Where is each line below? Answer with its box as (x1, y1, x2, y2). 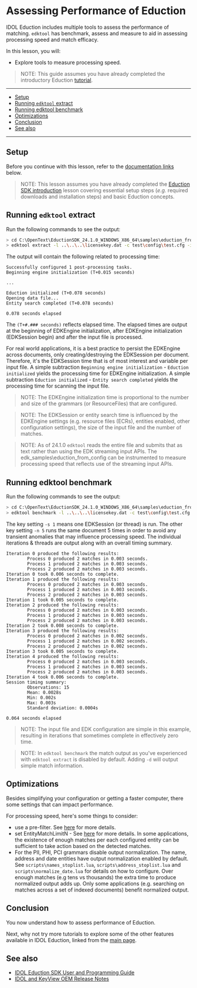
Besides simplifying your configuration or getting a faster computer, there (6, 795, 184, 802)
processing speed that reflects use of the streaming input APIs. (20, 460, 174, 468)
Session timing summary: (6, 679, 67, 685)
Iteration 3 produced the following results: (6, 627, 119, 633)
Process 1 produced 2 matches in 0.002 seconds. (27, 638, 148, 644)
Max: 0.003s (27, 700, 57, 706)
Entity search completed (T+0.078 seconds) (6, 301, 114, 306)
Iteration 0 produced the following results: (6, 550, 119, 556)
